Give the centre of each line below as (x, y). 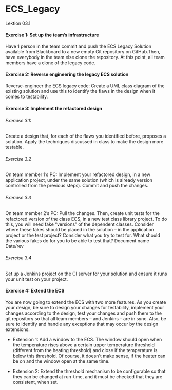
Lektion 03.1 (18, 23)
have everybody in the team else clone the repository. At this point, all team (85, 57)
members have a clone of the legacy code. (51, 63)
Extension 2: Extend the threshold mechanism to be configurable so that (89, 371)
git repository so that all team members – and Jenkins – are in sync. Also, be (86, 318)
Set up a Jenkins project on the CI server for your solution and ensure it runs (86, 274)
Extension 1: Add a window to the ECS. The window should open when (87, 339)
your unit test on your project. (37, 279)
